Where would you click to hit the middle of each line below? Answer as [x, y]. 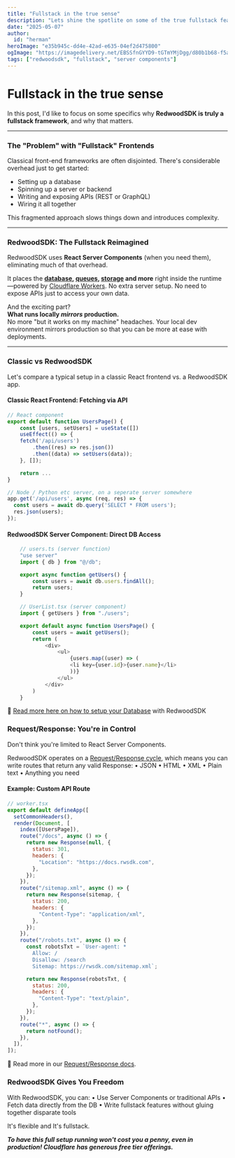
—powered [23, 286]
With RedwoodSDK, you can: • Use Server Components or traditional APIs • [116, 1097]
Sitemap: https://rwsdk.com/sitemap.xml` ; [95, 966]
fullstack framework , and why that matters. [71, 120]
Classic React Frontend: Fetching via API [67, 400]
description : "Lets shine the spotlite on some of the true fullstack [112, 20]
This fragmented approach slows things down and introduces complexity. [113, 217]
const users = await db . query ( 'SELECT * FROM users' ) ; [95, 505]
